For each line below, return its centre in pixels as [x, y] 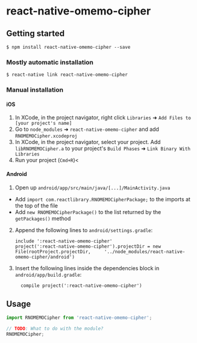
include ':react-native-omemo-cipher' [64, 241]
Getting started [36, 33]
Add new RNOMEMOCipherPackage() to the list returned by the [88, 212]
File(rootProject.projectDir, [53, 251]
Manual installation [35, 90]
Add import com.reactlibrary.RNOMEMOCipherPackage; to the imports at [103, 199]
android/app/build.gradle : [48, 274]
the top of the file [36, 206]
